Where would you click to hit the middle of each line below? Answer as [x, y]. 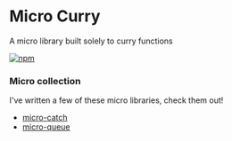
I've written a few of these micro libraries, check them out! [116, 100]
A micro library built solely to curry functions [91, 41]
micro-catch [45, 118]
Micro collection [46, 81]
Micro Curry [55, 16]
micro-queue [46, 127]
